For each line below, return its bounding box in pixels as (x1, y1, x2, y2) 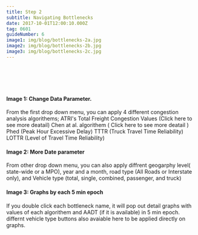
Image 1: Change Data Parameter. (6, 95, 92, 102)
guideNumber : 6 (6, 32, 45, 38)
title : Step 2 (6, 9, 42, 15)
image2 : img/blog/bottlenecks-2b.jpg (6, 43, 102, 49)
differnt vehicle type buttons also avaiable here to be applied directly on (6, 215, 186, 222)
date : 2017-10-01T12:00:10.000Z (6, 20, 88, 26)
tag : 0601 (6, 26, 31, 32)
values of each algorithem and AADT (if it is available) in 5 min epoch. (6, 208, 180, 216)
